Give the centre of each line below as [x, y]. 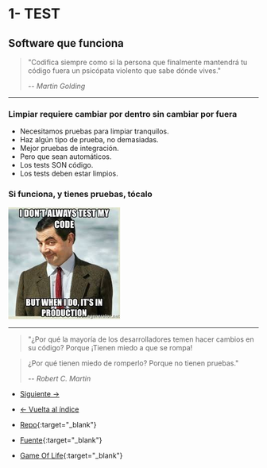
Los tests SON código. [56, 165]
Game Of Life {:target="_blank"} [71, 455]
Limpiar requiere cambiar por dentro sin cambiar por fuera [123, 114]
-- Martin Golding [56, 86]
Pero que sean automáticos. [66, 157]
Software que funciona [66, 43]
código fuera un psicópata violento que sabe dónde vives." [124, 71]
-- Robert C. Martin [59, 378]
